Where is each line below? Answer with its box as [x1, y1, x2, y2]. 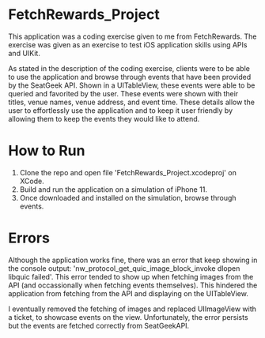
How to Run [8, 142, 85, 160]
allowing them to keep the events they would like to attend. [8, 114, 200, 123]
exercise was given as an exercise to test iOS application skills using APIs [8, 39, 248, 49]
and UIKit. [8, 48, 41, 58]
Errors [8, 229, 50, 247]
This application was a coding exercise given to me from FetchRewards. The [8, 32, 257, 41]
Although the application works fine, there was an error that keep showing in [8, 255, 258, 265]
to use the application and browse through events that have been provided [8, 72, 252, 81]
